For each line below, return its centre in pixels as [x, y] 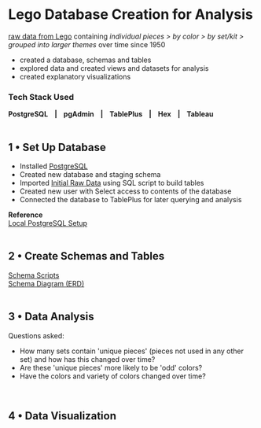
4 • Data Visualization [62, 416]
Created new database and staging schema [90, 175]
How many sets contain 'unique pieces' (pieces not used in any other [131, 351]
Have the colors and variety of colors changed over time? [112, 376]
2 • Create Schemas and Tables [86, 256]
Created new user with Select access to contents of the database [125, 191]
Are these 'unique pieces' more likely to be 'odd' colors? [111, 367]
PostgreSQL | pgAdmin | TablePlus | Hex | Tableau [111, 114]
